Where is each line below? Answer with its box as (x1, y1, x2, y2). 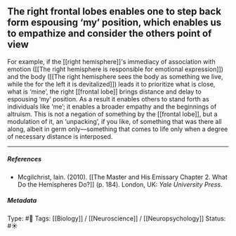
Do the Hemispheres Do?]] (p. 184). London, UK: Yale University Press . (17, 180, 223, 189)
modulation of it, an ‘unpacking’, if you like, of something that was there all (7, 117, 223, 125)
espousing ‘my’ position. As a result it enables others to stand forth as (7, 94, 209, 103)
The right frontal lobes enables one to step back (7, 6, 221, 18)
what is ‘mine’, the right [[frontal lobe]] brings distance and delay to (7, 87, 202, 96)
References (7, 155, 42, 163)
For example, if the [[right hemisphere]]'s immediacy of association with (7, 57, 216, 66)
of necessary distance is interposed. (7, 132, 113, 140)
